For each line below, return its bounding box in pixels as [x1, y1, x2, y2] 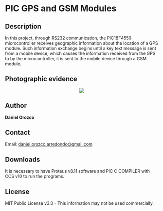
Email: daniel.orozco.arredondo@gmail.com [5, 141, 93, 147]
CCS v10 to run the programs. [5, 173, 65, 179]
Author [5, 101, 27, 110]
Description [5, 22, 41, 31]
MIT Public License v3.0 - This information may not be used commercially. [5, 200, 154, 206]
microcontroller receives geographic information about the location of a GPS [5, 40, 158, 46]
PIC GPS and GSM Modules [5, 3, 117, 14]
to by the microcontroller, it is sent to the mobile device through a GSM [5, 56, 147, 61]
